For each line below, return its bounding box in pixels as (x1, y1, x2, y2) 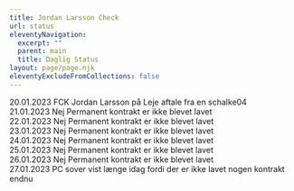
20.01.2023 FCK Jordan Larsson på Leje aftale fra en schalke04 (9, 96, 247, 107)
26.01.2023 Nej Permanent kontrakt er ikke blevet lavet (9, 154, 214, 165)
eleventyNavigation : (9, 30, 88, 39)
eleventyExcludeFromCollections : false (9, 72, 160, 81)
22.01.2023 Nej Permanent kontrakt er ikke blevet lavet (9, 115, 214, 126)
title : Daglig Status (17, 55, 100, 64)
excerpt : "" (17, 38, 63, 48)
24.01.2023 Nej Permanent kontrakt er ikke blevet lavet (9, 134, 214, 145)
